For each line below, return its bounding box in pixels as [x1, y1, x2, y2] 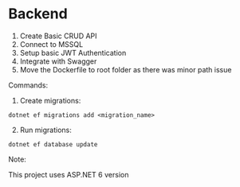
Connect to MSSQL [19, 39, 84, 49]
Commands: [8, 80, 49, 90]
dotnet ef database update [8, 140, 98, 148]
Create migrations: [19, 95, 81, 105]
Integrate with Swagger [19, 56, 97, 66]
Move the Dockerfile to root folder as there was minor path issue [19, 64, 232, 74]
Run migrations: [19, 125, 72, 134]
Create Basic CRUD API [19, 31, 97, 41]
